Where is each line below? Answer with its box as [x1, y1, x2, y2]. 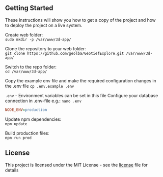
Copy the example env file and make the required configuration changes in [5, 77, 156, 83]
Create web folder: [5, 32, 43, 37]
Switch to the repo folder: [5, 64, 56, 70]
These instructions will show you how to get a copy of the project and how [5, 17, 156, 23]
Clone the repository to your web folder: [5, 45, 86, 51]
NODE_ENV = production [5, 107, 48, 112]
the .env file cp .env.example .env [5, 83, 75, 89]
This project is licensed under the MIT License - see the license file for [5, 162, 148, 168]
